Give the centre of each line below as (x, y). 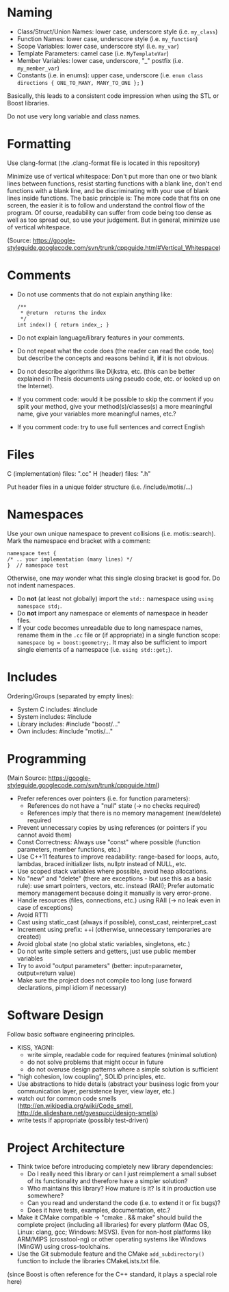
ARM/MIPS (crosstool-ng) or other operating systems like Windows (111, 1239)
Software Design (55, 1015)
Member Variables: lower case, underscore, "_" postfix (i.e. (100, 60)
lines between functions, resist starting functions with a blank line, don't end (114, 183)
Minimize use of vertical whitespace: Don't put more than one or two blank (112, 176)
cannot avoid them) (44, 835)
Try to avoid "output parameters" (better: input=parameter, (100, 965)
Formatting (39, 144)
